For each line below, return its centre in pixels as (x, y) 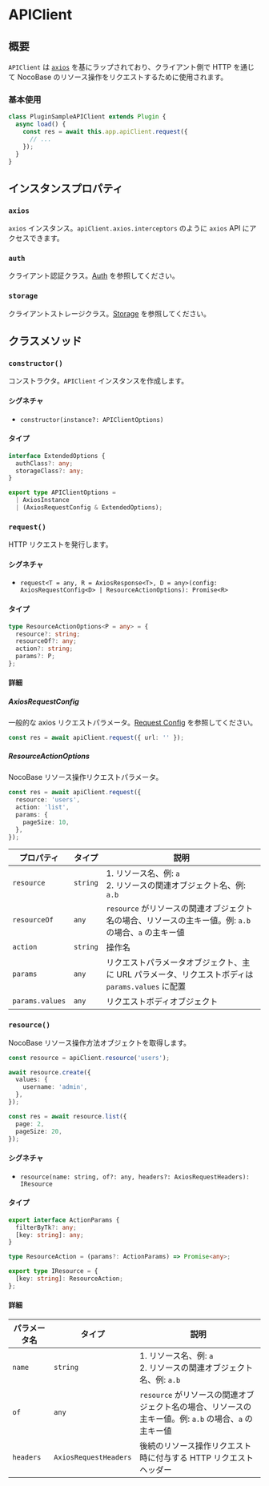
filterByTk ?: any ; (46, 1227)
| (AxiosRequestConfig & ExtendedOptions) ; (89, 508)
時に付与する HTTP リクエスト (197, 1458)
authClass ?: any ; (44, 463)
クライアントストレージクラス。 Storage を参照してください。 (109, 313)
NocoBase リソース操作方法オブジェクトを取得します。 (99, 1042)
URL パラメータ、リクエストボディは (185, 974)
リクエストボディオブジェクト (162, 1002)
